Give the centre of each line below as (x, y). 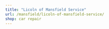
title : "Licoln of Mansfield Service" (46, 10)
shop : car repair (23, 19)
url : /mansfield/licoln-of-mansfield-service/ (55, 14)
